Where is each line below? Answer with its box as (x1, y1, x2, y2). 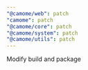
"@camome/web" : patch (6, 10, 69, 17)
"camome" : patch (6, 17, 53, 24)
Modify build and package (6, 55, 81, 63)
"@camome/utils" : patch (6, 36, 76, 43)
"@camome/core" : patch (6, 23, 72, 30)
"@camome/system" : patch (6, 29, 78, 37)
